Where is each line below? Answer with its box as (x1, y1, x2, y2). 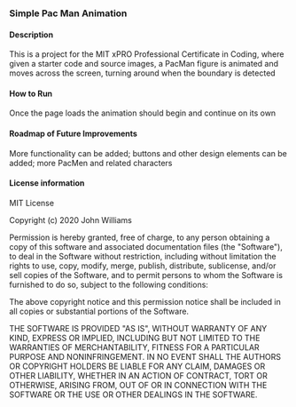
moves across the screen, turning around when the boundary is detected (9, 68, 277, 78)
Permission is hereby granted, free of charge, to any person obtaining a (9, 232, 270, 243)
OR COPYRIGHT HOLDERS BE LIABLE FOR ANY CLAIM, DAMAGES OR (9, 361, 266, 371)
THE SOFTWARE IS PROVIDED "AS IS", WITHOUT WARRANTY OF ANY (9, 323, 268, 333)
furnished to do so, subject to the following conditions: (9, 279, 208, 290)
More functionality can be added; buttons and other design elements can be (9, 148, 288, 158)
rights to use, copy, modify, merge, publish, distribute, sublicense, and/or (9, 260, 277, 271)
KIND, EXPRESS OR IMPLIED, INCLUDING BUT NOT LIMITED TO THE (9, 332, 261, 343)
